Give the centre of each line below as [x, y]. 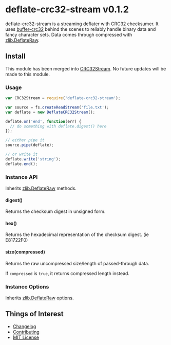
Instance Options [27, 286]
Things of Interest [35, 314]
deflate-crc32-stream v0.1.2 [67, 10]
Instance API [22, 177]
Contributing [26, 332]
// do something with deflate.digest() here [58, 126]
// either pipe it [25, 140]
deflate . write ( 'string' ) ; [33, 159]
